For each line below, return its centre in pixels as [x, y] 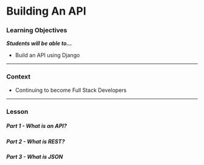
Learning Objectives [37, 30]
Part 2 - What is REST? [36, 141]
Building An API [46, 11]
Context [19, 77]
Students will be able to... [39, 43]
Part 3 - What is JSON [35, 157]
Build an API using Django [47, 55]
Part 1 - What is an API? [37, 126]
